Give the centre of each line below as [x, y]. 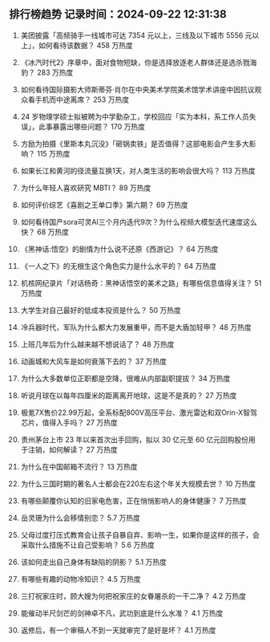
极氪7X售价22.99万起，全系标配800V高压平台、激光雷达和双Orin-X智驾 [139, 412]
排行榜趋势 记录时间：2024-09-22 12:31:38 [118, 14]
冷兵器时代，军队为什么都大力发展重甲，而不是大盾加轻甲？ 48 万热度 [136, 327]
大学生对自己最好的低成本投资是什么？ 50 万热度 [101, 310]
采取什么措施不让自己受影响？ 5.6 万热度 [87, 545]
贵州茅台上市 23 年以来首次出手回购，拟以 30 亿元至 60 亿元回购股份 [135, 439]
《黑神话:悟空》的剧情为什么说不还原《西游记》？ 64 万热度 [119, 249]
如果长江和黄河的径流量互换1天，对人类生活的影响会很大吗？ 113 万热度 [138, 170]
